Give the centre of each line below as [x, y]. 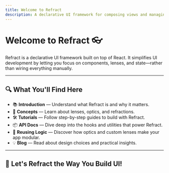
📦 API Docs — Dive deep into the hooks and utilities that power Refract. [88, 125]
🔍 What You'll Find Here [44, 89]
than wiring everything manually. [39, 68]
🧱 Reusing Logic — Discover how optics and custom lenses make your [86, 132]
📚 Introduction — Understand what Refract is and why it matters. [81, 105]
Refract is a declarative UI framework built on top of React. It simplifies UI [81, 58]
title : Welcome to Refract [33, 10]
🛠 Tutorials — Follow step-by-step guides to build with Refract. [79, 117]
